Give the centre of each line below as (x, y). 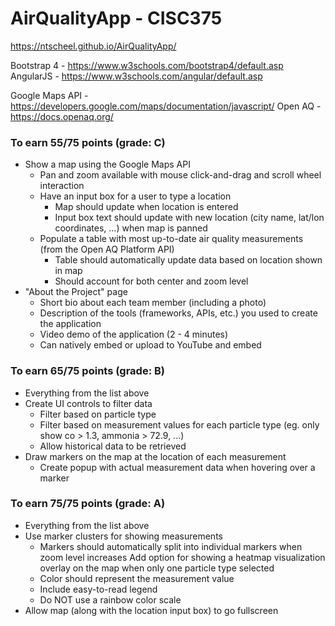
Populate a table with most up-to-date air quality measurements (171, 239)
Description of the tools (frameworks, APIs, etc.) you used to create (178, 313)
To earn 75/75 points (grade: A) (88, 504)
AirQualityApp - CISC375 (116, 18)
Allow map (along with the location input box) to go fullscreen (151, 610)
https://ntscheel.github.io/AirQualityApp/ (93, 46)
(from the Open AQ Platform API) (107, 249)
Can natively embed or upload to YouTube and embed (150, 345)
